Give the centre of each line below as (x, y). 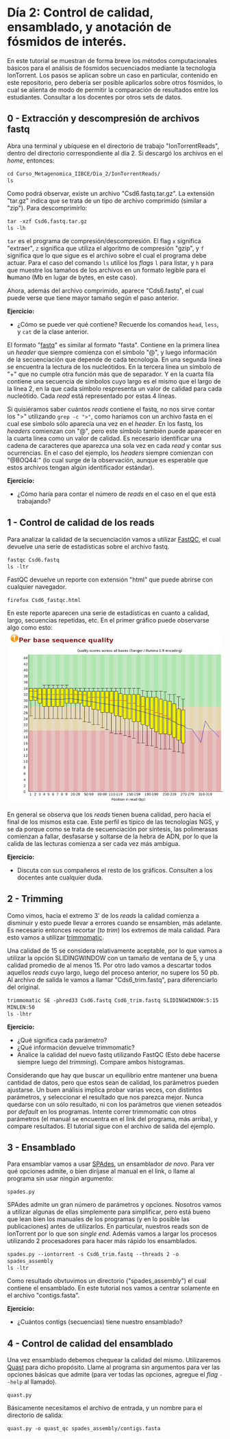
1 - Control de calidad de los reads (81, 523)
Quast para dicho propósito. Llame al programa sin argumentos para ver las (114, 1367)
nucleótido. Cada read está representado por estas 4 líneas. (92, 396)
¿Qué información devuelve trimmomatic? (76, 1047)
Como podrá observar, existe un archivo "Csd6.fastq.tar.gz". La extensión (111, 193)
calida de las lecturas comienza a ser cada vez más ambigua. (93, 843)
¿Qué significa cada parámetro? (62, 1040)
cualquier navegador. (37, 586)
